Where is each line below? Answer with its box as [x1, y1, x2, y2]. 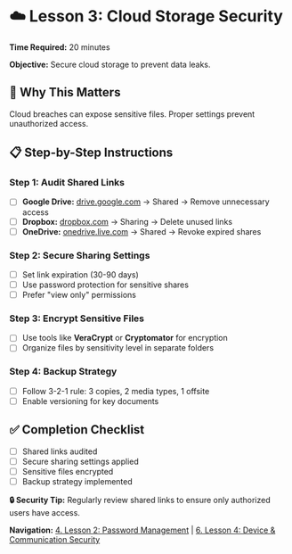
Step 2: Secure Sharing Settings [9, 249, 150, 261]
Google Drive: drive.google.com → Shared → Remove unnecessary [21, 196, 270, 207]
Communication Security [9, 534, 101, 545]
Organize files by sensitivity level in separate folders [21, 343, 215, 353]
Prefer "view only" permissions [21, 290, 136, 301]
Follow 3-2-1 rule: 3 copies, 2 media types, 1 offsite [21, 385, 210, 396]
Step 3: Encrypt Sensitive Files [9, 312, 145, 325]
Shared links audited [21, 446, 98, 457]
